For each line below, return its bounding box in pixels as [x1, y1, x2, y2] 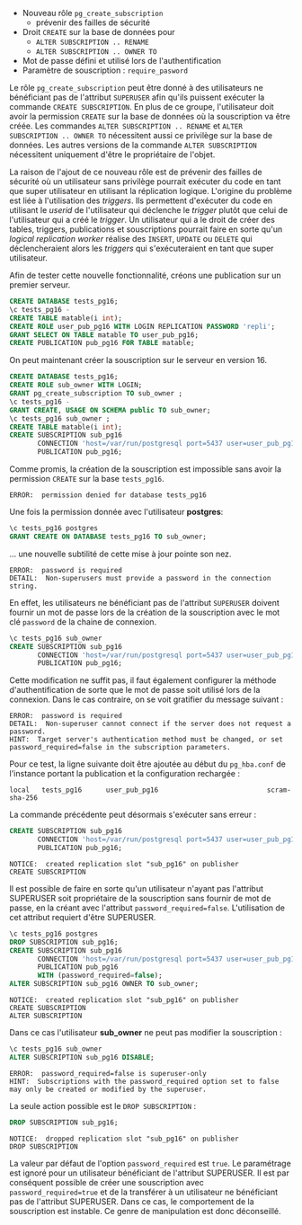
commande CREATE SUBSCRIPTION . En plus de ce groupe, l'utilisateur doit [9, 102, 274, 111]
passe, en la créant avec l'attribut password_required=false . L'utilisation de [9, 902, 286, 913]
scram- [266, 786, 292, 794]
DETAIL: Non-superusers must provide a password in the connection [9, 573, 271, 582]
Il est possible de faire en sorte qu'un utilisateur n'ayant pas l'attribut [9, 883, 263, 893]
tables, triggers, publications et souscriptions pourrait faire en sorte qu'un [9, 224, 283, 235]
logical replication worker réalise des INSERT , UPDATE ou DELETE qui [9, 234, 253, 244]
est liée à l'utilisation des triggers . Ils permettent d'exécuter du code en [9, 195, 273, 206]
